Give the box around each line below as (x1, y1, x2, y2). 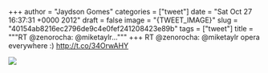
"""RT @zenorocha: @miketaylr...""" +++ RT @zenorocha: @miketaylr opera (8, 32, 261, 42)
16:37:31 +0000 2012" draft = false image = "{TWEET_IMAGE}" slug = (8, 15, 238, 25)
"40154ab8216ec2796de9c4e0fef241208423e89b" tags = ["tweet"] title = (8, 24, 254, 33)
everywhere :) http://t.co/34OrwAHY (8, 41, 129, 51)
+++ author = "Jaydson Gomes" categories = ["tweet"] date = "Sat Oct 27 (8, 7, 253, 16)
